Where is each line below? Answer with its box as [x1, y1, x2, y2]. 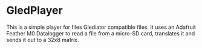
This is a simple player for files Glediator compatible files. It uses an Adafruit [6, 23, 197, 31]
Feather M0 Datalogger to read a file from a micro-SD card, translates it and [6, 29, 195, 37]
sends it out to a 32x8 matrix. [6, 36, 80, 43]
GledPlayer [6, 4, 63, 17]
